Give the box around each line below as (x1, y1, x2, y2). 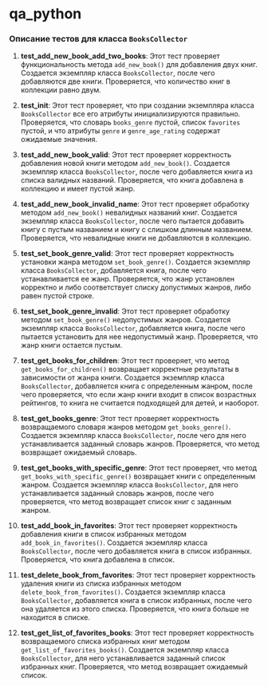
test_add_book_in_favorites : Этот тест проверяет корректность (20, 521, 238, 530)
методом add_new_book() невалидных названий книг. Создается (20, 208, 238, 218)
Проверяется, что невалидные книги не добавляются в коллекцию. (20, 233, 252, 243)
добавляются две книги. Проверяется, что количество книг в (20, 77, 231, 86)
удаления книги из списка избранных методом (20, 579, 182, 589)
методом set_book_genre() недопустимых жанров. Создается (20, 315, 231, 325)
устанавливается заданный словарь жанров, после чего (20, 488, 215, 499)
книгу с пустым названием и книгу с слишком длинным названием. (20, 225, 254, 235)
